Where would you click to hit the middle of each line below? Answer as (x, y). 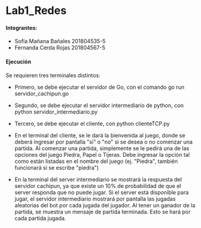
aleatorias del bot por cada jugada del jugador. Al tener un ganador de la (105, 205)
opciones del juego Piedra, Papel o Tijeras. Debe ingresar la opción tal (102, 154)
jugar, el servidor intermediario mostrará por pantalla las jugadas (95, 199)
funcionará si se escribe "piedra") (57, 167)
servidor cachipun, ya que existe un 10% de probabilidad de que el (98, 185)
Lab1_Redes (36, 11)
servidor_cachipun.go (41, 93)
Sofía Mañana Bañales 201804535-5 (60, 41)
